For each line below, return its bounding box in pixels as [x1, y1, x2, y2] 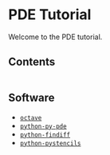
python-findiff [19, 130, 71, 139]
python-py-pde [19, 122, 67, 130]
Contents [8, 55, 56, 69]
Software [8, 91, 55, 105]
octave [19, 113, 42, 121]
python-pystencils [19, 139, 81, 147]
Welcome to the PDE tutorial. [8, 32, 103, 42]
